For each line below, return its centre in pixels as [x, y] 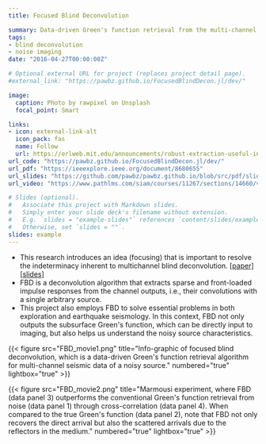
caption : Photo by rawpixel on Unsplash [83, 103]
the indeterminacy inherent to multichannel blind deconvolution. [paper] [137, 266]
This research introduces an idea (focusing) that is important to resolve [135, 257]
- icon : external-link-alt [53, 132]
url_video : [26, 183]
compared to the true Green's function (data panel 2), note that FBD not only [133, 414]
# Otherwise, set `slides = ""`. [67, 227]
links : [19, 124]
